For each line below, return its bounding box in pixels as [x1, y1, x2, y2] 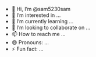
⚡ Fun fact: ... [11, 45, 44, 52]
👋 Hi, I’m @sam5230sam [11, 6, 71, 12]
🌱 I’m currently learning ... [11, 18, 74, 24]
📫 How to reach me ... [11, 31, 66, 37]
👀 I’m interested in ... [11, 12, 61, 19]
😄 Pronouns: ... [11, 39, 49, 46]
